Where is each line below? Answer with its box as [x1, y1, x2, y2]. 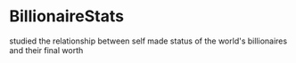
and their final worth [9, 44, 84, 55]
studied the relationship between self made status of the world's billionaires [9, 35, 288, 46]
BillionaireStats [9, 6, 125, 27]
